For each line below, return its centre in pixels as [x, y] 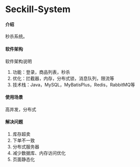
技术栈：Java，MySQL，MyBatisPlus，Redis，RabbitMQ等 [74, 85]
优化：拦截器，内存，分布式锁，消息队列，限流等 [63, 78]
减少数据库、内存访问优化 [39, 153]
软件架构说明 [18, 61]
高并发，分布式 [21, 109]
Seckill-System [38, 9]
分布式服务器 [26, 147]
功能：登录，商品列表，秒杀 [41, 72]
